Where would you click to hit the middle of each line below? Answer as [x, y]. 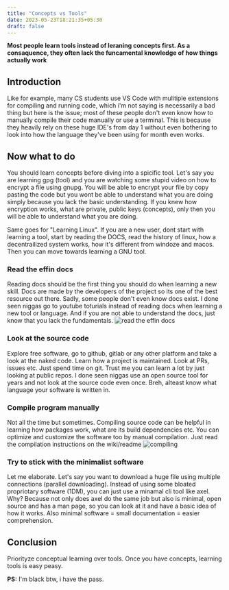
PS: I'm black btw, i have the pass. [56, 579]
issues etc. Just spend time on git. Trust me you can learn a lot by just [106, 368]
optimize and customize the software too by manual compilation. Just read [112, 437]
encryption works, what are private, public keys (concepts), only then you [111, 209]
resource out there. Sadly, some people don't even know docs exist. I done [113, 299]
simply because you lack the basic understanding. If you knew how [102, 202]
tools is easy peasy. [35, 566]
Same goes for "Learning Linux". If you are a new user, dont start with [106, 230]
